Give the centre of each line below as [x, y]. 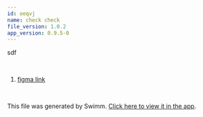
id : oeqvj [21, 13]
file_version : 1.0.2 [37, 26]
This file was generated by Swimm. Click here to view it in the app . [102, 106]
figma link [31, 80]
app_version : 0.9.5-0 [38, 33]
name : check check [33, 20]
